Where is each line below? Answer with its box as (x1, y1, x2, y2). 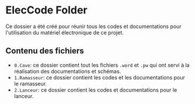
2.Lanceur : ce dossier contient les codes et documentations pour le (14, 86, 177, 93)
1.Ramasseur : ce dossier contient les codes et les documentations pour (14, 74, 186, 81)
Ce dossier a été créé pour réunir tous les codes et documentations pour (5, 23, 181, 30)
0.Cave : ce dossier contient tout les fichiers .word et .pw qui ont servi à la (14, 61, 190, 68)
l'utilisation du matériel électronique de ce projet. (5, 29, 124, 36)
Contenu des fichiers (5, 46, 85, 56)
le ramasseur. (14, 80, 48, 87)
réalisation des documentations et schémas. (14, 68, 122, 75)
